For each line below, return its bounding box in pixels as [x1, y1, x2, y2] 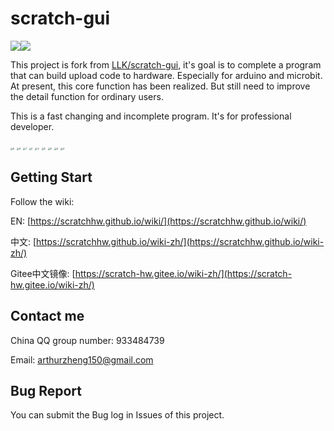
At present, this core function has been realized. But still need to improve [10, 80, 311, 92]
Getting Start [10, 169, 93, 186]
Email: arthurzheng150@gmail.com [10, 353, 154, 366]
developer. [10, 120, 55, 132]
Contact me [10, 308, 85, 325]
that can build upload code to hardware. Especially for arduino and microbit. [10, 69, 323, 81]
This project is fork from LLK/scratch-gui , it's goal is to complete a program [10, 58, 322, 71]
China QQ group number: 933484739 [10, 334, 165, 346]
